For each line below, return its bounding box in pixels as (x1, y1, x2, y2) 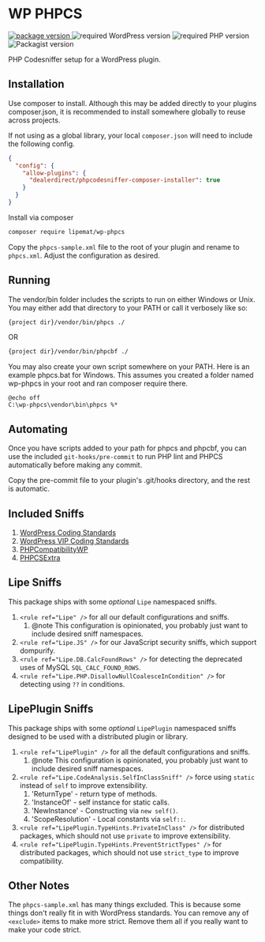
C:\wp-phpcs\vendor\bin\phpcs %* (8, 401, 118, 409)
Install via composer (8, 213, 74, 222)
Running (8, 273, 51, 287)
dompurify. (19, 646, 56, 655)
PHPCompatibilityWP (19, 544, 88, 554)
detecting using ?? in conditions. (19, 679, 125, 688)
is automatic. (8, 484, 50, 494)
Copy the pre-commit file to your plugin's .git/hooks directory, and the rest (8, 476, 251, 485)
